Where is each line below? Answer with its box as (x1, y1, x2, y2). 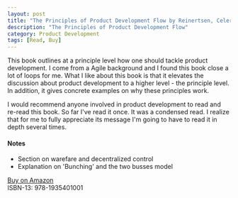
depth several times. (7, 123, 67, 131)
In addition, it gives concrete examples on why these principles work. (7, 87, 210, 95)
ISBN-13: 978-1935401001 (7, 184, 84, 192)
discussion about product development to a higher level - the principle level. (7, 79, 229, 87)
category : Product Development (7, 30, 100, 38)
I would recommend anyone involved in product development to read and (7, 100, 221, 109)
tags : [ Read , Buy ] (7, 37, 62, 44)
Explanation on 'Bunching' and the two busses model (17, 163, 174, 171)
